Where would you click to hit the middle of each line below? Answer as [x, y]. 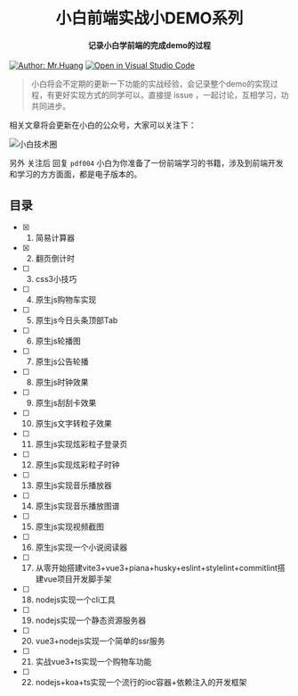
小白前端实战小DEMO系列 [149, 18]
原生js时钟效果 [62, 382]
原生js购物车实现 [66, 300]
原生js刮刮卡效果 [66, 403]
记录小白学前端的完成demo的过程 [149, 45]
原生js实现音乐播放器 [74, 485]
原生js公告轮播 [62, 361]
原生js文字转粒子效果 [74, 424]
